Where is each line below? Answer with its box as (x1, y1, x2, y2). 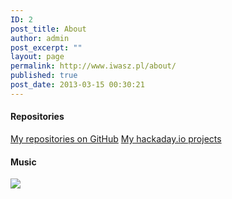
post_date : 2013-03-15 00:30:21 (10, 80, 145, 90)
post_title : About (10, 24, 87, 34)
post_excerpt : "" (10, 42, 83, 53)
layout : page (10, 52, 65, 62)
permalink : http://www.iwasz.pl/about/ (10, 61, 177, 71)
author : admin (10, 33, 70, 43)
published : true (10, 71, 78, 81)
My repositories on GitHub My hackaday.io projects (10, 132, 222, 145)
